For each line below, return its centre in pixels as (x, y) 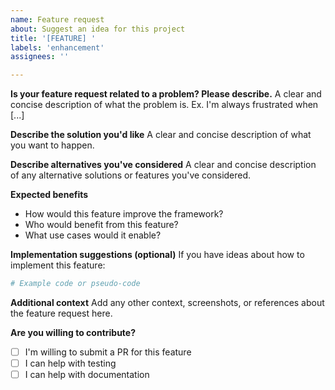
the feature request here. (61, 313)
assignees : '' (40, 57)
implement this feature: (58, 265)
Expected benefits (49, 195)
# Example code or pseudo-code (75, 284)
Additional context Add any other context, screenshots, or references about (167, 302)
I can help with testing (70, 363)
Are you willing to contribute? (73, 332)
